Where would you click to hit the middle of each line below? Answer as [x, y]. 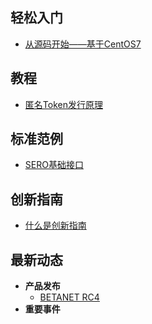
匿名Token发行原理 [63, 104]
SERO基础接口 [54, 165]
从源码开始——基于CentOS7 [83, 44]
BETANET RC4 [69, 297]
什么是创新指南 [55, 225]
